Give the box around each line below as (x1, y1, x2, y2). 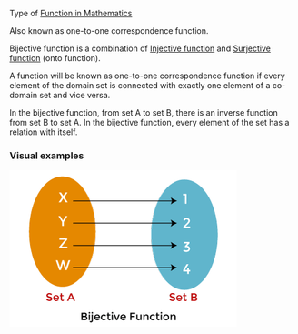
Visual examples (9, 149, 84, 162)
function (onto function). (9, 53, 102, 63)
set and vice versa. (39, 90, 111, 100)
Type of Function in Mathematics (9, 8, 133, 18)
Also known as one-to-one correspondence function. (9, 25, 209, 35)
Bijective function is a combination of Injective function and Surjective (9, 43, 271, 54)
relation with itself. (9, 127, 78, 137)
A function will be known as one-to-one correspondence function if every (9, 70, 286, 81)
